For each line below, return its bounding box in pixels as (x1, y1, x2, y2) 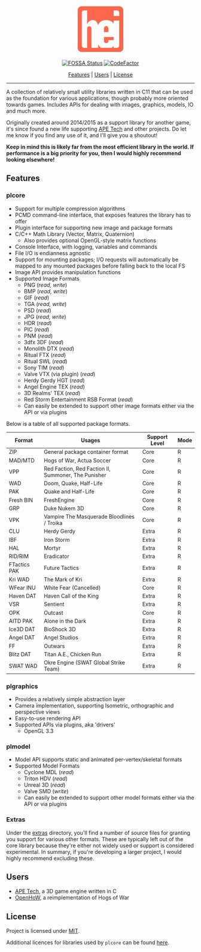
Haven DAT (8, 592, 36, 600)
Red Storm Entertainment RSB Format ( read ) (23, 396, 133, 403)
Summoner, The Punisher (44, 471, 106, 478)
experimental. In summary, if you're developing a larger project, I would (6, 848, 182, 855)
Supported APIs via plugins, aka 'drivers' (14, 721, 115, 728)
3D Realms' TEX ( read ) (23, 389, 81, 396)
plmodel (6, 742, 31, 750)
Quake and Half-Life (44, 488, 95, 495)
